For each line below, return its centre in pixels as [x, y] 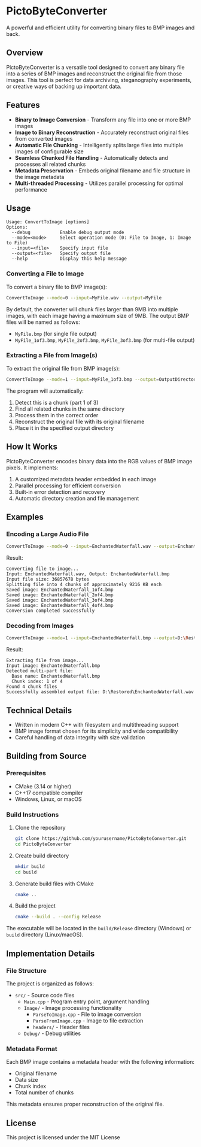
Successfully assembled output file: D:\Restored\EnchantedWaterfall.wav [100, 692]
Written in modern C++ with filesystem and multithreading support [97, 725]
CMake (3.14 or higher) [43, 786]
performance [31, 189]
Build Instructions [33, 814]
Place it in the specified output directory [64, 428]
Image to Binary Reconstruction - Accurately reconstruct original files [102, 132]
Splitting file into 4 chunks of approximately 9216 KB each [84, 585]
